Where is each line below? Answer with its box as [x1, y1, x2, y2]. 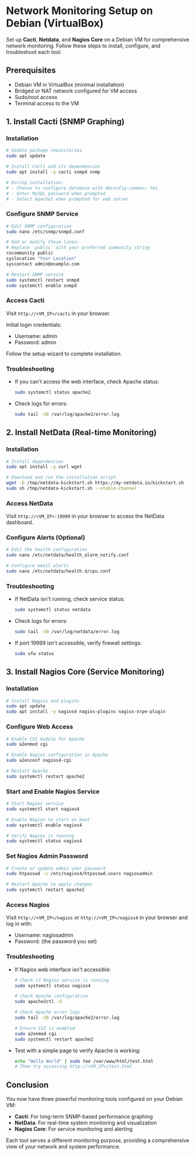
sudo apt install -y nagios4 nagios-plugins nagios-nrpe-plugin [6, 708, 166, 715]
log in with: [6, 920, 33, 927]
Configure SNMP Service [6, 210, 79, 218]
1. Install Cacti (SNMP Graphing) [6, 117, 125, 127]
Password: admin [14, 338, 57, 345]
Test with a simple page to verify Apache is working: [14, 1047, 141, 1054]
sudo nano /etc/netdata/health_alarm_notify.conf [6, 552, 130, 558]
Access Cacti [6, 296, 45, 304]
